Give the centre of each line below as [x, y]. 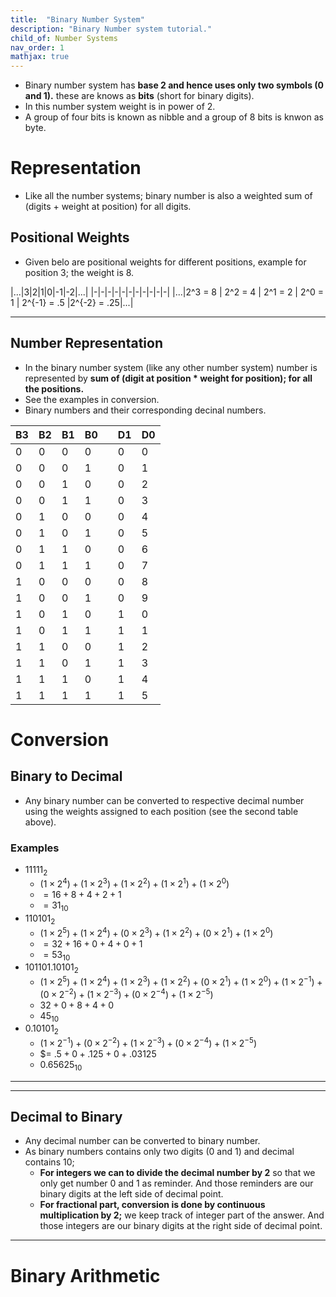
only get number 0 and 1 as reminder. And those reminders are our [176, 1183]
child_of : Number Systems [64, 38]
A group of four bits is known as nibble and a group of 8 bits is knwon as [174, 117]
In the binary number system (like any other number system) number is [171, 367]
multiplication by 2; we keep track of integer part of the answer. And [182, 1215]
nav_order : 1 [37, 47]
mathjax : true [40, 57]
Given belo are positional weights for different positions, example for [165, 262]
